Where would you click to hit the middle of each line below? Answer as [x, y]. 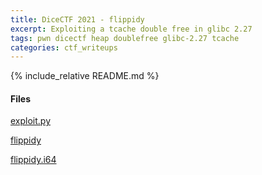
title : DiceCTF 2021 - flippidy [77, 19]
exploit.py [31, 121]
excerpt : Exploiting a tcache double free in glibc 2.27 [131, 29]
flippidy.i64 [33, 160]
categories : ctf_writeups [64, 47]
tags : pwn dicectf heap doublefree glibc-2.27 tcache [125, 38]
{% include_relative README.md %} [85, 76]
